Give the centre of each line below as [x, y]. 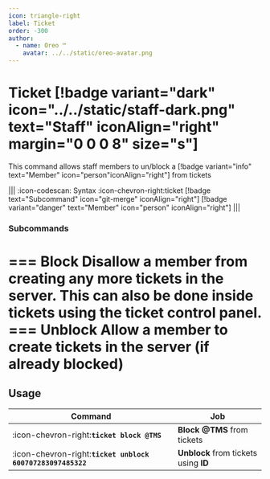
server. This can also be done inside [131, 296]
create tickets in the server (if [109, 347]
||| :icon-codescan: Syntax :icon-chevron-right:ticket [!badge [110, 190]
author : [21, 38]
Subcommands [39, 228]
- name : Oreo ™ [41, 46]
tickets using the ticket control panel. [135, 313]
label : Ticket [32, 23]
